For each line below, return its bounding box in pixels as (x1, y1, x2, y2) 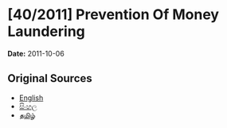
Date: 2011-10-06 (7, 48, 65, 58)
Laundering (7, 22, 85, 41)
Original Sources (7, 72, 92, 85)
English (18, 93, 44, 103)
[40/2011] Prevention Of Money (7, 6, 220, 24)
